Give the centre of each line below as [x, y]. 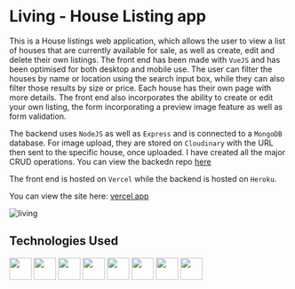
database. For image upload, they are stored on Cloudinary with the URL [141, 143]
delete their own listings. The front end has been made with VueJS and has [145, 59]
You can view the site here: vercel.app [79, 196]
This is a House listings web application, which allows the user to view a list [147, 41]
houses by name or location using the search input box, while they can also [147, 78]
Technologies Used [64, 241]
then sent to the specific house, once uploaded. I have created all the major [147, 152]
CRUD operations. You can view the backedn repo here [110, 161]
